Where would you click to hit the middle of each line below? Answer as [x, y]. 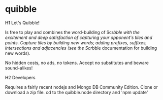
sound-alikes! [19, 68]
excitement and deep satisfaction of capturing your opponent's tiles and [79, 37]
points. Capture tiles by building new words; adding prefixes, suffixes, [76, 42]
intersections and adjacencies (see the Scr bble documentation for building [81, 48]
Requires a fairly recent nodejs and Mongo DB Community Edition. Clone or [81, 87]
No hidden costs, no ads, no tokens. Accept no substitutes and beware [77, 63]
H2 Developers [20, 77]
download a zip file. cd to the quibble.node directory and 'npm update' [77, 92]
